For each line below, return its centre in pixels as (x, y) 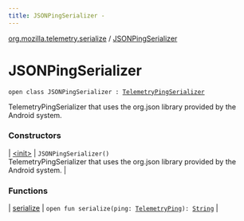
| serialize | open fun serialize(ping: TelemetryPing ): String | (113, 208)
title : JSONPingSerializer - (57, 16)
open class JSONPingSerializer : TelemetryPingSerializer (106, 92)
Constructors (35, 136)
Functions (28, 191)
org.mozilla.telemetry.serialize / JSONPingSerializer (93, 38)
